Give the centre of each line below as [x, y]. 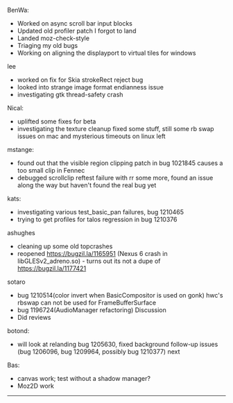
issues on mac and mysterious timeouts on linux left [91, 136]
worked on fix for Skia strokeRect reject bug [80, 80]
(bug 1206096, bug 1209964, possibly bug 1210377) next [98, 352]
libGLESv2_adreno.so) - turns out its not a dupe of [89, 261]
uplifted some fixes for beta [57, 121]
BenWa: [18, 10]
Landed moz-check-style [53, 38]
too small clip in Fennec [51, 170]
